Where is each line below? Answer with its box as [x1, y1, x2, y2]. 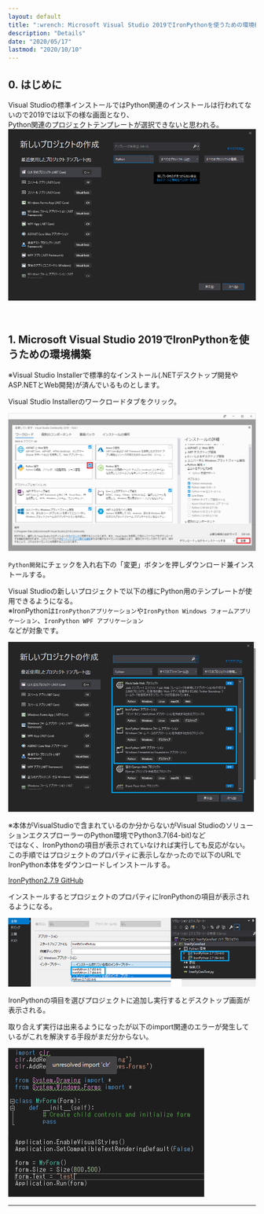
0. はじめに [8, 78, 62, 91]
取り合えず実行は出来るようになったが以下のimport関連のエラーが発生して [8, 1021, 250, 1031]
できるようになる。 [14, 596, 77, 605]
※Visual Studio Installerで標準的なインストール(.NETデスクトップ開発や [8, 370, 239, 380]
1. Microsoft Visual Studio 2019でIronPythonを [8, 333, 240, 347]
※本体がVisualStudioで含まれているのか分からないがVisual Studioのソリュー [8, 821, 254, 831]
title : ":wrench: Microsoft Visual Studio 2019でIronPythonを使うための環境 [8, 20, 255, 29]
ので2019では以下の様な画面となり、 [14, 110, 134, 119]
